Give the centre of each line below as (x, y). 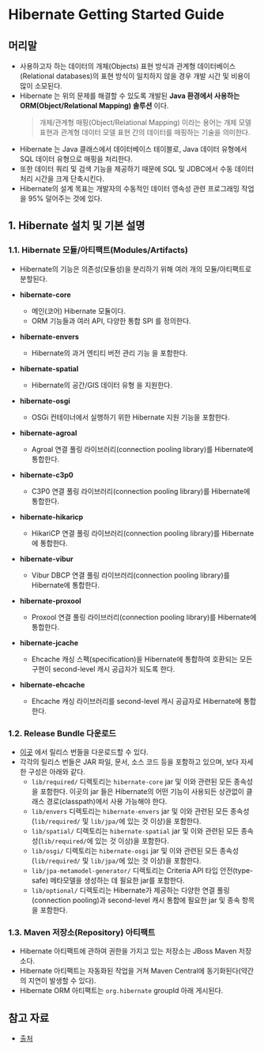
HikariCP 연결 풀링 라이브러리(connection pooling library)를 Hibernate (143, 533)
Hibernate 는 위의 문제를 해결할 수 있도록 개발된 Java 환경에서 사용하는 (130, 96)
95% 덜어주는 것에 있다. (65, 198)
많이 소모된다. (41, 86)
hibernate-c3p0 (46, 475)
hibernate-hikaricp (51, 517)
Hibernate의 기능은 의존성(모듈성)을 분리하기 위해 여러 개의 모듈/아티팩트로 (136, 269)
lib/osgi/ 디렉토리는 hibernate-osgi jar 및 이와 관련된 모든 (124, 850)
